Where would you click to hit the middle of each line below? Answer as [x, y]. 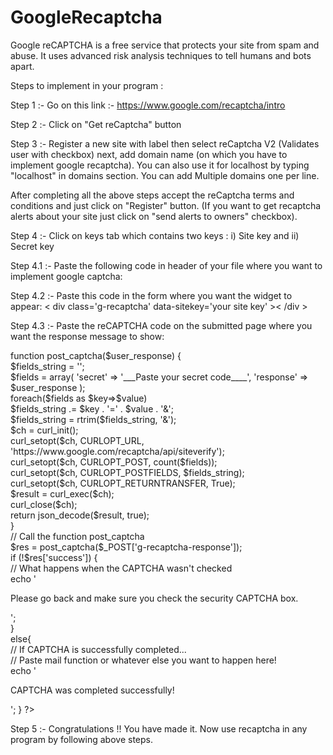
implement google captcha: [66, 276]
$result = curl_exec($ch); [62, 493]
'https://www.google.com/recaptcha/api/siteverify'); [117, 451]
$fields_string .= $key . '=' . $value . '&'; [92, 408]
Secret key [32, 246]
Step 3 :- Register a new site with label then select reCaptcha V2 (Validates [165, 143]
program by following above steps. [81, 739]
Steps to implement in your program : [87, 85]
